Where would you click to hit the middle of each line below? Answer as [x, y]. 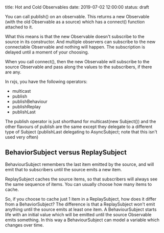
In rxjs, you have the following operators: [46, 81]
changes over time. [24, 225]
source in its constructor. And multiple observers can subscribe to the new [80, 42]
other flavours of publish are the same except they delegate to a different [79, 127]
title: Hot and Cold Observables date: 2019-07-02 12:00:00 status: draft [77, 7]
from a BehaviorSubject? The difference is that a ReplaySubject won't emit [80, 204]
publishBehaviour [30, 102]
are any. [13, 72]
